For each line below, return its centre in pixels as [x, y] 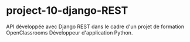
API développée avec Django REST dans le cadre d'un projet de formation [95, 26]
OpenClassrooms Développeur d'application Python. [69, 32]
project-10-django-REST [67, 11]
